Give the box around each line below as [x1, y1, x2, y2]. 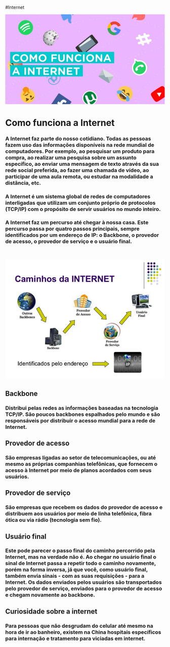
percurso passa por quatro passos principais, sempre [5, 225, 140, 232]
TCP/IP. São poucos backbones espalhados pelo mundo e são [5, 411, 160, 418]
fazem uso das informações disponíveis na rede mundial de [5, 141, 154, 148]
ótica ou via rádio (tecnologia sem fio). [5, 516, 102, 524]
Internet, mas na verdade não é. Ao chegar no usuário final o [5, 553, 157, 560]
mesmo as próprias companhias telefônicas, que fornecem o [5, 460, 158, 467]
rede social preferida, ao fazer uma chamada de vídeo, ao [5, 166, 149, 174]
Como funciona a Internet [5, 117, 115, 128]
